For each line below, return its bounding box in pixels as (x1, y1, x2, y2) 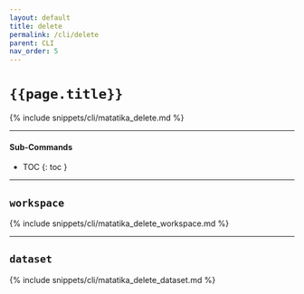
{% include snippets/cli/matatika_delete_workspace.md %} (9, 218, 229, 229)
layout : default (9, 13, 71, 23)
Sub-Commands (9, 141, 73, 152)
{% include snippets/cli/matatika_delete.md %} (9, 112, 185, 123)
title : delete (9, 22, 63, 31)
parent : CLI (9, 38, 54, 48)
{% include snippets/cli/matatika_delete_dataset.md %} (9, 274, 216, 285)
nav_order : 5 (9, 47, 59, 56)
